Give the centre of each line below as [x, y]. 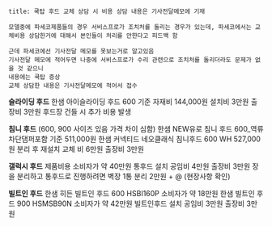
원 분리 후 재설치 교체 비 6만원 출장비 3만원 [76, 149]
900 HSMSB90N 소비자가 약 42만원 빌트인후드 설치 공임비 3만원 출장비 [131, 203]
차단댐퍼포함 [28, 139]
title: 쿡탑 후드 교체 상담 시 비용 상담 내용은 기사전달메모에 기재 [107, 11]
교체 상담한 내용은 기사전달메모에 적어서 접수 [73, 86]
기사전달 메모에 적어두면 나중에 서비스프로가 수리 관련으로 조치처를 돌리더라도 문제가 [130, 60]
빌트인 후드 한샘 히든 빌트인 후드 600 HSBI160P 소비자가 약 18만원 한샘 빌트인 [132, 193]
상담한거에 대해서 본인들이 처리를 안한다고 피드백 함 [103, 36]
